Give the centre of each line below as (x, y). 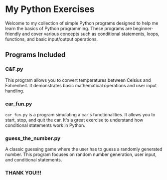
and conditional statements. (34, 160)
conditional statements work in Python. (45, 125)
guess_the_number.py (33, 138)
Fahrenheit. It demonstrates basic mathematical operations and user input (81, 85)
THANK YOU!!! (23, 173)
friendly (13, 34)
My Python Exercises (50, 9)
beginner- (143, 28)
